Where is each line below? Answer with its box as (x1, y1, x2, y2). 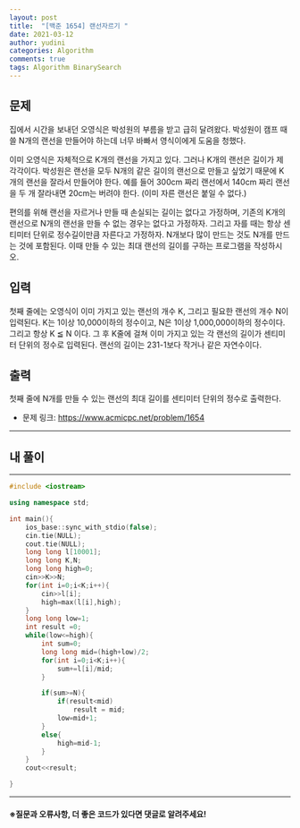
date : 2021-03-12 (9, 30, 74, 38)
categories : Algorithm (9, 47, 94, 55)
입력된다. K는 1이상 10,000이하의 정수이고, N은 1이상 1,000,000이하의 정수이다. (9, 317, 286, 328)
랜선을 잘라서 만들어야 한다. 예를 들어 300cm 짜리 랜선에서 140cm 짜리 (25, 176, 274, 187)
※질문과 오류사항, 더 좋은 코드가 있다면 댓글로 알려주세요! (9, 808, 207, 819)
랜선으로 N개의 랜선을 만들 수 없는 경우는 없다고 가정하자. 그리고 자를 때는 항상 (9, 218, 281, 228)
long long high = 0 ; (25, 565, 94, 574)
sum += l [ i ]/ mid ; (56, 664, 114, 673)
